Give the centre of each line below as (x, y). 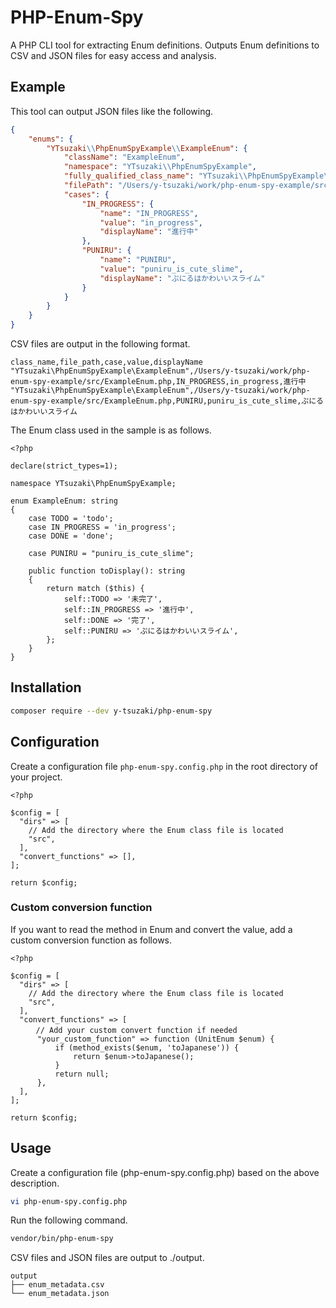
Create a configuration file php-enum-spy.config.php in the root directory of (164, 766)
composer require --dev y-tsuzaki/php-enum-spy (111, 711)
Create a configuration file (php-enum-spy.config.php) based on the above (165, 1172)
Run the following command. (69, 1220)
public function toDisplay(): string (107, 571)
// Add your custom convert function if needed (136, 1030)
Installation (46, 687)
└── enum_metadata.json (60, 1294)
